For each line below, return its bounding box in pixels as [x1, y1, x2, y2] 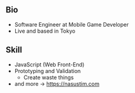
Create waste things [23, 74, 74, 81]
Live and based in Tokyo [14, 27, 76, 34]
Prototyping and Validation [14, 67, 81, 74]
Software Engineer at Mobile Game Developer [14, 21, 129, 28]
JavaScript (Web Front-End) [14, 60, 85, 68]
